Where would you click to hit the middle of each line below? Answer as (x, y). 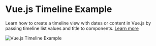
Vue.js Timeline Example (59, 9)
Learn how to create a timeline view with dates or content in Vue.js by (78, 23)
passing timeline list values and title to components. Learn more (72, 28)
